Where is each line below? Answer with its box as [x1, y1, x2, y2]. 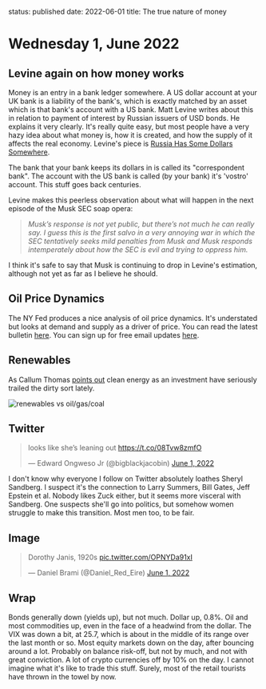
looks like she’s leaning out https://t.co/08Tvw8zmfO [27, 443, 202, 453]
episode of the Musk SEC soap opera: [8, 204, 133, 213]
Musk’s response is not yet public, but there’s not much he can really [27, 219, 255, 229]
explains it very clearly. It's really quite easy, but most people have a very [8, 122, 250, 131]
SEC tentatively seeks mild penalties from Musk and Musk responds [27, 236, 253, 246]
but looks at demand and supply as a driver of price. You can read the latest [8, 322, 258, 331]
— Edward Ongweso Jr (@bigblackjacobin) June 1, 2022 [27, 459, 214, 468]
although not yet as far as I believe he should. [8, 269, 158, 278]
